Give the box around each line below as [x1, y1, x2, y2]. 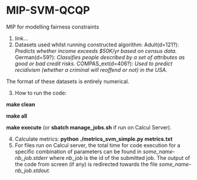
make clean [6, 100, 36, 108]
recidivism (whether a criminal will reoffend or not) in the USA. [14, 66, 168, 73]
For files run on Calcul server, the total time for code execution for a [14, 141, 181, 149]
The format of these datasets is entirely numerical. [6, 78, 129, 85]
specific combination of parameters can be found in [14, 148, 142, 155]
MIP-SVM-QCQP [6, 4, 90, 17]
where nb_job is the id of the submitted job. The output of [49, 154, 190, 161]
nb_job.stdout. [14, 167, 50, 174]
